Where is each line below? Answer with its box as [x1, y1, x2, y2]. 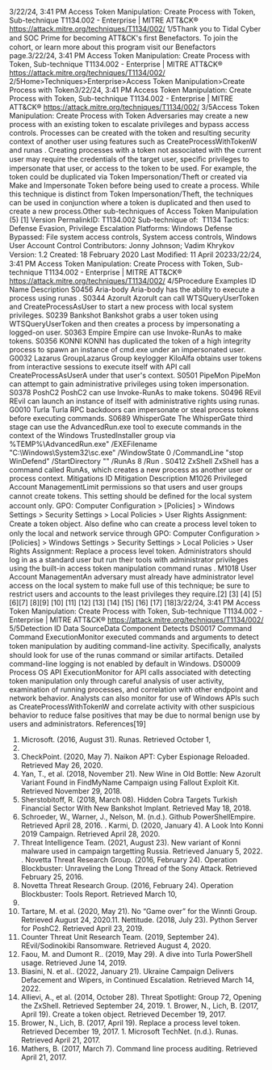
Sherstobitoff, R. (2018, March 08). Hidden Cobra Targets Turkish [20, 795, 237, 804]
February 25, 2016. [20, 872, 84, 882]
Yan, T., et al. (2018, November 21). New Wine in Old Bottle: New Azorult [20, 769, 262, 778]
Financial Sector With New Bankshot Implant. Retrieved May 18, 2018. [20, 803, 252, 813]
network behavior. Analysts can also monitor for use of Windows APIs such [9, 693, 259, 702]
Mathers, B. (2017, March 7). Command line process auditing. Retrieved [20, 1044, 257, 1053]
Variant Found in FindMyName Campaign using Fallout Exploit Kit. [20, 777, 240, 787]
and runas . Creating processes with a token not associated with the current [9, 145, 262, 154]
